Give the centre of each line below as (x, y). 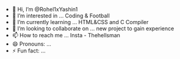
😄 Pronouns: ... (32, 44)
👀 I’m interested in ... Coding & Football (61, 16)
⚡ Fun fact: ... (29, 51)
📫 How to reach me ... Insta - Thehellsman (66, 35)
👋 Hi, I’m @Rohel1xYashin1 (45, 9)
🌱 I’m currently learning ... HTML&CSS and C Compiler (80, 22)
